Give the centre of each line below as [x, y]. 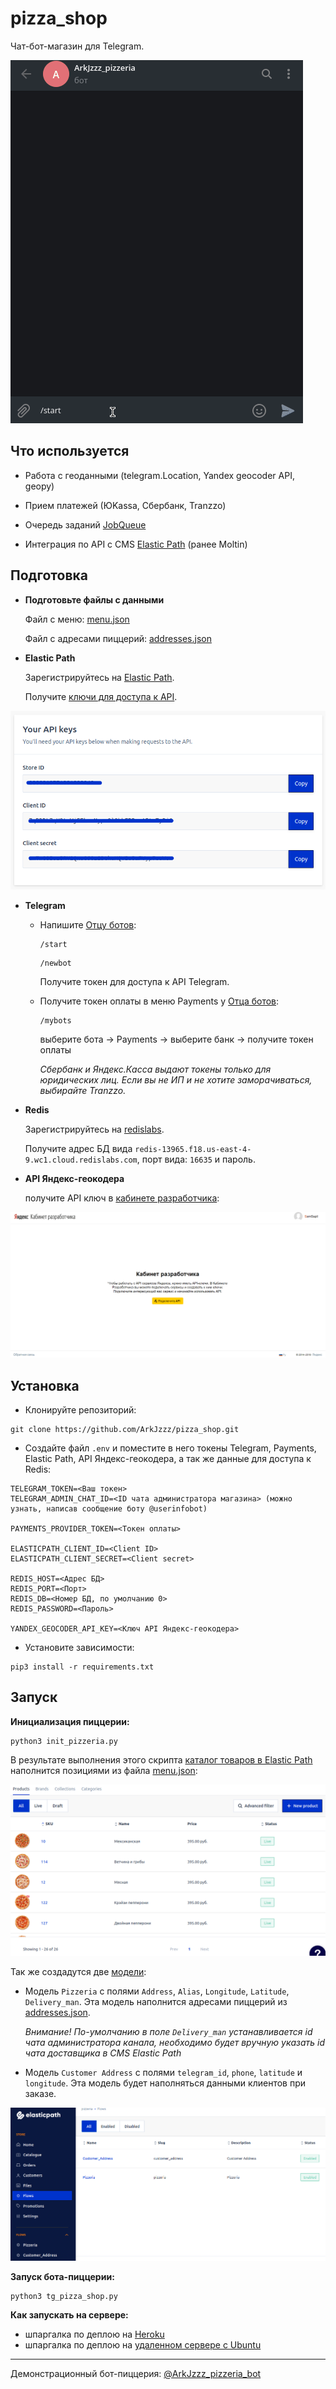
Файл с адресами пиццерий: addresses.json [118, 638]
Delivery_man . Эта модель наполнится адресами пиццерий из [156, 2001]
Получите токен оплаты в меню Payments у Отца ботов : [159, 1001]
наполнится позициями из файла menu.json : [104, 1770]
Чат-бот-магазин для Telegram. [77, 46]
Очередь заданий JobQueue [85, 524]
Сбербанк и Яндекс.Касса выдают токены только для [155, 1069]
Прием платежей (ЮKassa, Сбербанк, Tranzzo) [125, 505]
